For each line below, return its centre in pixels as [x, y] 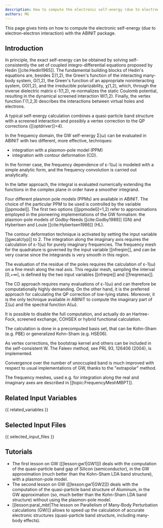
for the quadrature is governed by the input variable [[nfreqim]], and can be [81, 250]
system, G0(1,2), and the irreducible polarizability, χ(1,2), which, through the [81, 86]
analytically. [17, 175]
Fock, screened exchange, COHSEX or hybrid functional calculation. [73, 319]
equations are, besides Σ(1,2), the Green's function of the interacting [73, 75]
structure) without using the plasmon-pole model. [62, 500]
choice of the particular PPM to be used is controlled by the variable [73, 204]
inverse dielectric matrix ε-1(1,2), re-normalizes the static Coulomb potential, [81, 91]
